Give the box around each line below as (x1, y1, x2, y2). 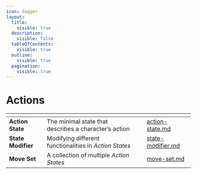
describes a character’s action (46, 125, 130, 133)
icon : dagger (6, 8, 38, 15)
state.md (146, 125, 171, 133)
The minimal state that (46, 118, 108, 126)
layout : (6, 14, 25, 20)
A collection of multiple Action (46, 151, 130, 159)
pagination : (11, 63, 41, 69)
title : (11, 19, 28, 25)
